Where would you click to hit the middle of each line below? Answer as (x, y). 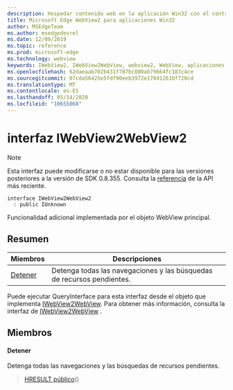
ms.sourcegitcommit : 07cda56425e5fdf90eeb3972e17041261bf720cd (101, 78)
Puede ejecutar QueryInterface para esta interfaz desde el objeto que (106, 296)
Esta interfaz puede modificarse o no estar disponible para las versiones (111, 171)
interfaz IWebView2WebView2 (97, 138)
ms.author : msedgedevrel (43, 33)
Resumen (28, 239)
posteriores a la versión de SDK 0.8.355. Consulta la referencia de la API (110, 178)
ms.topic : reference (37, 46)
